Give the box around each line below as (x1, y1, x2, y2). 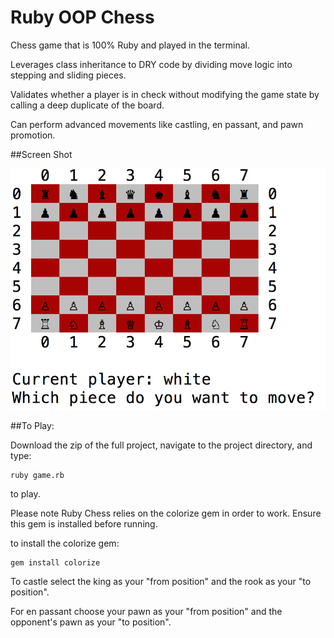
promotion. (10, 129, 56, 141)
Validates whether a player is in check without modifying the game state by (10, 88, 320, 100)
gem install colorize (10, 558, 101, 568)
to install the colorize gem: (10, 537, 120, 550)
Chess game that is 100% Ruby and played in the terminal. (10, 39, 250, 51)
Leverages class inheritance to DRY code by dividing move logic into (10, 58, 293, 70)
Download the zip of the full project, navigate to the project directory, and (10, 439, 313, 451)
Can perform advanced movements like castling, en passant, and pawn (10, 118, 304, 130)
